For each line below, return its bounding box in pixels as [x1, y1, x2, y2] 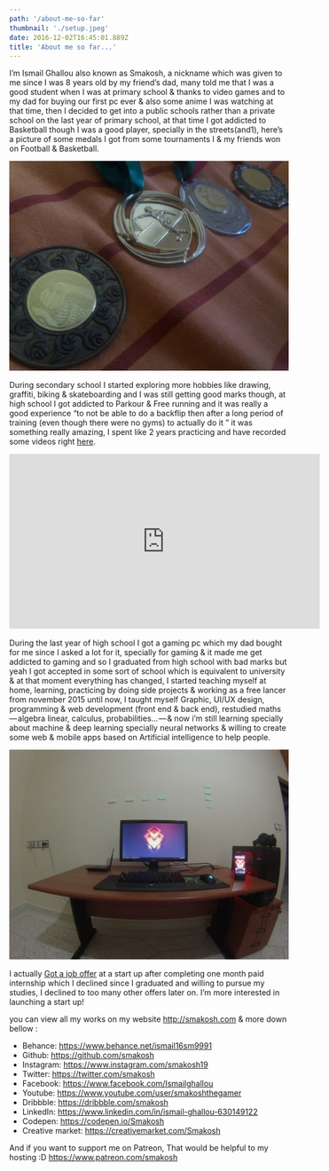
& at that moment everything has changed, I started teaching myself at [9, 676, 267, 686]
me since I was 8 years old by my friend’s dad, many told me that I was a [9, 77, 275, 88]
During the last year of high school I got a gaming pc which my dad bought [9, 637, 283, 648]
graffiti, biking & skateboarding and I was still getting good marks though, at [9, 389, 286, 400]
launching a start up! [9, 997, 84, 1008]
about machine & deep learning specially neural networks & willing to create [9, 723, 286, 733]
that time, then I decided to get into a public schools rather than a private [9, 106, 276, 116]
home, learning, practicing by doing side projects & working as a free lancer [9, 684, 286, 696]
